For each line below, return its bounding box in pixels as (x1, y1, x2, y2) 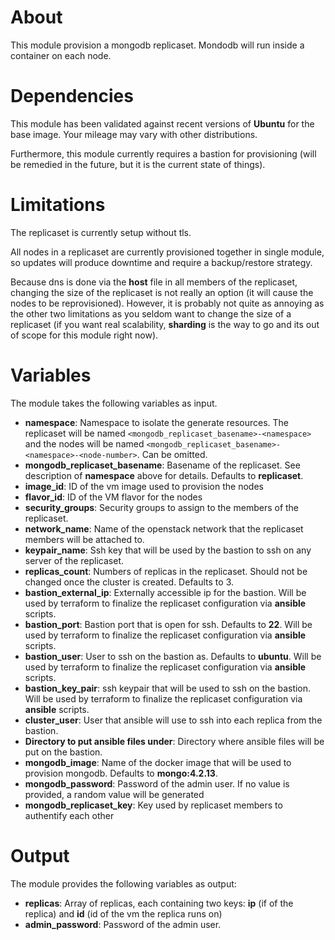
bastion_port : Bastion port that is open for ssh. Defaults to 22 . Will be (24, 618, 313, 630)
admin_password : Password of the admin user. (24, 918, 222, 930)
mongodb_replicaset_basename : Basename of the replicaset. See (24, 459, 301, 471)
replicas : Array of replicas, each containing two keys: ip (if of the (24, 897, 294, 909)
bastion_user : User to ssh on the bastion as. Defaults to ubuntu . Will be (24, 650, 322, 662)
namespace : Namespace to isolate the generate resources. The (24, 416, 289, 428)
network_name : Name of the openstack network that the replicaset (24, 522, 304, 535)
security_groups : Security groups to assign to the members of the (24, 501, 300, 513)
